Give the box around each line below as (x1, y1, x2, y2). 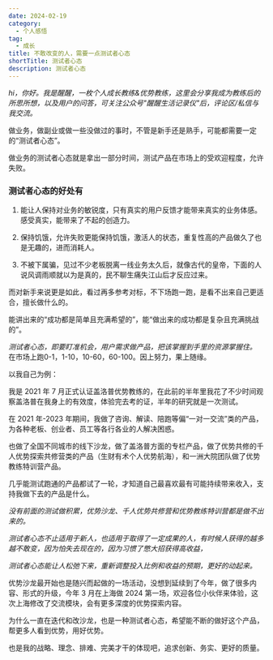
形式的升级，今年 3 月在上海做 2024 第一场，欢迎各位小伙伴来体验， (22, 589, 252, 598)
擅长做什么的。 (22, 298, 73, 307)
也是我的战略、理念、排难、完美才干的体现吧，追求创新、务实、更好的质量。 (8, 643, 264, 653)
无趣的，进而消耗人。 (27, 242, 99, 252)
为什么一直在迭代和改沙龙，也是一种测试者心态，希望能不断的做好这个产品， (8, 615, 264, 625)
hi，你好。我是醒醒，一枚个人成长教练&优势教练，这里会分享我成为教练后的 (8, 88, 261, 97)
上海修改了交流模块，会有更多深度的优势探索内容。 (15, 598, 186, 608)
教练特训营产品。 (8, 461, 66, 471)
